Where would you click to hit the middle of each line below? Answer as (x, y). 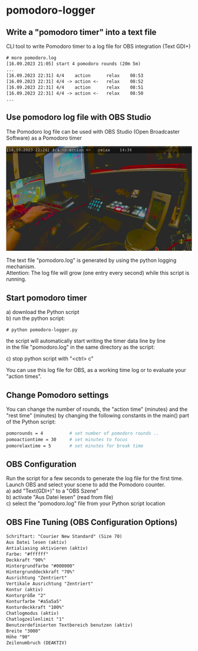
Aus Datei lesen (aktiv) (37, 542)
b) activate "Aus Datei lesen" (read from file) (60, 497)
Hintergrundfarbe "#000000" (41, 566)
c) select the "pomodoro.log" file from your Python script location (86, 504)
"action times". (24, 377)
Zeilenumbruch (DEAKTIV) (37, 643)
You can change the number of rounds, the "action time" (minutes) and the (97, 409)
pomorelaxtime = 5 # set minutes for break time (75, 446)
